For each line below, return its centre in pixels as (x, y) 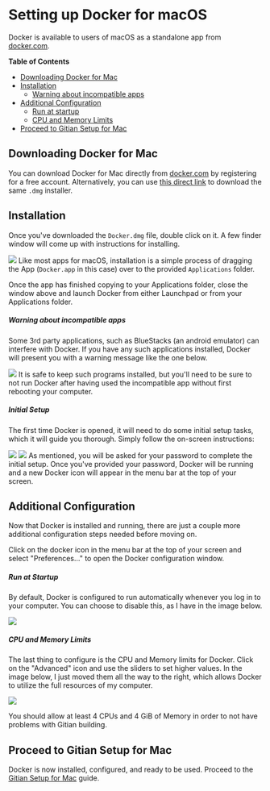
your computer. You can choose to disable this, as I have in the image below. (135, 606)
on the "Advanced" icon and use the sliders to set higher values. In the (125, 668)
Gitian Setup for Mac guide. (54, 778)
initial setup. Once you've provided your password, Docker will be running (131, 464)
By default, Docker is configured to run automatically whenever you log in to (135, 597)
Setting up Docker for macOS (108, 15)
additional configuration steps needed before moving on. (103, 535)
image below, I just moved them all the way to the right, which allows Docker (135, 677)
